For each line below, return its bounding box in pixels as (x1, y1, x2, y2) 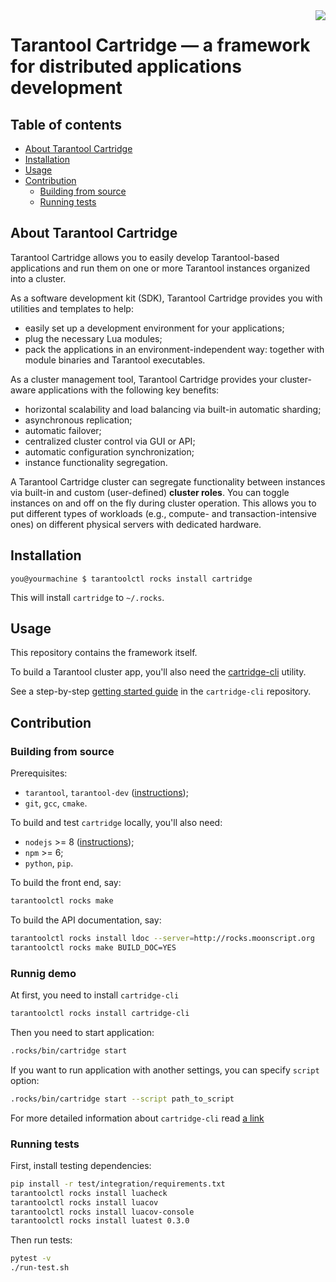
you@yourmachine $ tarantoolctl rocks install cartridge (10, 574, 253, 584)
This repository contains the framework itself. (10, 647, 198, 659)
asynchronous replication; (24, 414, 133, 426)
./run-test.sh (10, 1263, 70, 1273)
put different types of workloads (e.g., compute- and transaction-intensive (10, 507, 317, 519)
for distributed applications (10, 55, 242, 78)
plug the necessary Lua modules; (24, 332, 163, 344)
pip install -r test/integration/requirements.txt (10, 1179, 226, 1189)
